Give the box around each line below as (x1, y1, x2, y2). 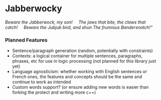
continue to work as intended (12, 79, 71, 85)
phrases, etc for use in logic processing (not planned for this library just (12, 58, 156, 64)
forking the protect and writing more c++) (12, 89, 96, 96)
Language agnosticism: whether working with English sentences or (12, 69, 147, 75)
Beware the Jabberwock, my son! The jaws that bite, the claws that (5, 19, 146, 25)
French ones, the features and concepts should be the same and (12, 74, 142, 80)
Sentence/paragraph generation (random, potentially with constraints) (12, 48, 153, 54)
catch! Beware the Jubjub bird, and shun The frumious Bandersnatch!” (5, 24, 153, 30)
